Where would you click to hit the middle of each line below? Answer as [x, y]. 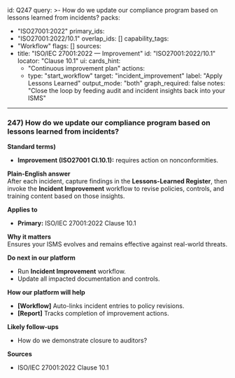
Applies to [22, 210]
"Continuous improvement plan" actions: [86, 68]
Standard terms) [31, 147]
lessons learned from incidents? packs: [64, 17]
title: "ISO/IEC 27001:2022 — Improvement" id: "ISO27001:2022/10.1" [116, 53]
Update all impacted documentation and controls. [88, 279]
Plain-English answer [39, 174]
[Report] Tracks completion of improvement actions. [93, 314]
